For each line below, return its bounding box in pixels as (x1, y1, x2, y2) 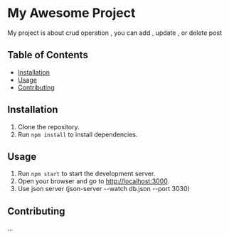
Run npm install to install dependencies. (17, 130, 138, 139)
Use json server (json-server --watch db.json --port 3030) (17, 185, 190, 193)
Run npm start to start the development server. (17, 169, 156, 178)
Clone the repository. (17, 122, 80, 131)
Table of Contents (7, 49, 89, 61)
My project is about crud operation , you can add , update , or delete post (7, 28, 223, 37)
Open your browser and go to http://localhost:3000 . (17, 177, 170, 185)
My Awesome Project (7, 5, 136, 21)
